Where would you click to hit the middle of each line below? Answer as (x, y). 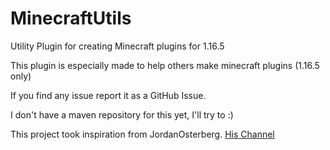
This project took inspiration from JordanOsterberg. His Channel (142, 134)
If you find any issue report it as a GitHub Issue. (108, 95)
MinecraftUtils (71, 18)
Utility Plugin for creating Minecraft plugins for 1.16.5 (117, 46)
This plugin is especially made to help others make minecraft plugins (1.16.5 (165, 65)
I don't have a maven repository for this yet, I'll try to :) (122, 114)
